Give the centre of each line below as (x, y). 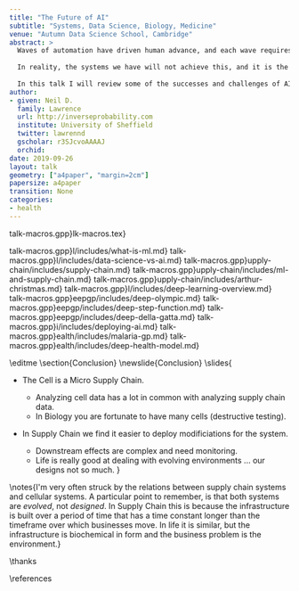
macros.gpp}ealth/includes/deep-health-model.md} (105, 345)
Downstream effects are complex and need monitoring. (137, 450)
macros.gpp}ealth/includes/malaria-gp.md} (89, 336)
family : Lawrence (49, 109)
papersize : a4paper (45, 184)
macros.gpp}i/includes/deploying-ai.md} (84, 326)
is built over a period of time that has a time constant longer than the (135, 515)
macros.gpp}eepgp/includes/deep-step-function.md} (108, 308)
